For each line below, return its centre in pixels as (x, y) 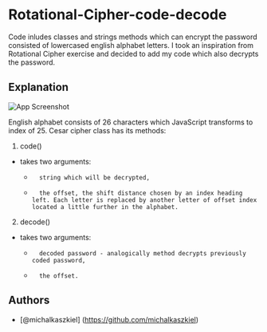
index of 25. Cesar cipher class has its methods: (87, 130)
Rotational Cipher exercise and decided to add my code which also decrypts (133, 53)
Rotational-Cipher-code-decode (118, 15)
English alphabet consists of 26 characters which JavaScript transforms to (131, 122)
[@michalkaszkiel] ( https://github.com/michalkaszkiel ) (109, 319)
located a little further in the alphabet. (105, 207)
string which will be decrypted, (94, 177)
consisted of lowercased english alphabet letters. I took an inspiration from (131, 45)
